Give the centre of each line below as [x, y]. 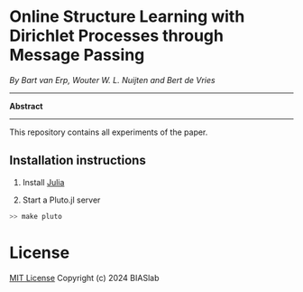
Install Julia [43, 182]
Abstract [26, 106]
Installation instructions [78, 160]
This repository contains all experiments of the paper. [109, 132]
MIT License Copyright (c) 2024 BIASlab [84, 278]
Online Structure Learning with [127, 17]
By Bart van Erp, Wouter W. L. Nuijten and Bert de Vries [112, 80]
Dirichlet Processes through [116, 36]
